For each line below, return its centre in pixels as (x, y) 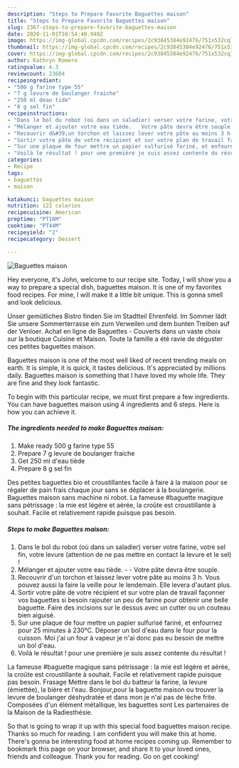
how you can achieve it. (42, 411)
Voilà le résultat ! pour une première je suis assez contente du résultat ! (122, 653)
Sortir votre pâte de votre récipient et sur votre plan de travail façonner (121, 593)
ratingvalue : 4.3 (33, 67)
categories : (25, 160)
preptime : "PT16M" (34, 219)
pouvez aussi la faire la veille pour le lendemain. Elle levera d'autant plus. (124, 585)
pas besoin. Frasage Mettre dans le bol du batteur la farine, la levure (107, 682)
